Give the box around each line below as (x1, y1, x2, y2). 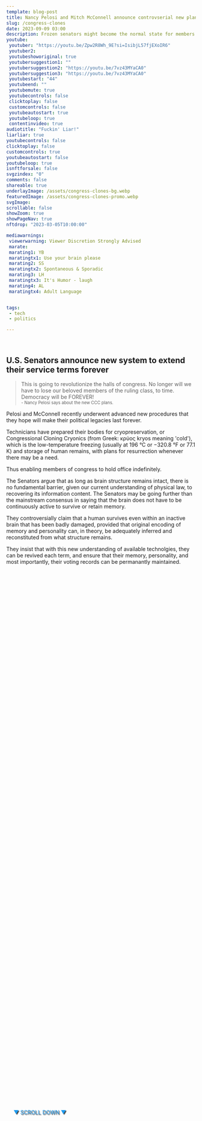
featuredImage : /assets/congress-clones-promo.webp (6, 193, 138, 199)
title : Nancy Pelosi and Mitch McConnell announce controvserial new (6, 14, 185, 20)
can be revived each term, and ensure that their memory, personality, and (6, 552, 189, 559)
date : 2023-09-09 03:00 (6, 25, 66, 32)
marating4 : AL (8, 283, 44, 289)
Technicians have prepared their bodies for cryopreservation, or (6, 428, 165, 436)
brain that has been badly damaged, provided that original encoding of (6, 520, 182, 528)
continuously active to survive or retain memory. (6, 502, 126, 510)
